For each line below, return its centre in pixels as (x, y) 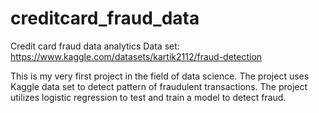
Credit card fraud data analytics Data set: (95, 46)
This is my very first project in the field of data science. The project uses (160, 76)
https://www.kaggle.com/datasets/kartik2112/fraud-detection (136, 56)
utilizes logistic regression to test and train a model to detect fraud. (148, 97)
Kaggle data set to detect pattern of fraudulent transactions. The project (159, 86)
